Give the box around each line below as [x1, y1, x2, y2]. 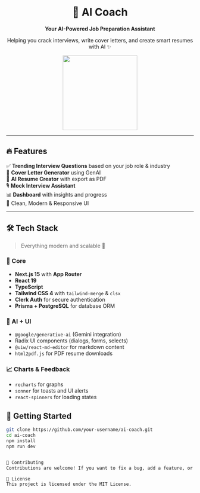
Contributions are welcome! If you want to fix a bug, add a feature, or [6, 465, 193, 471]
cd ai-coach [6, 433, 36, 439]
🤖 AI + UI [6, 317, 32, 325]
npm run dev [6, 443, 36, 449]
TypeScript [14, 283, 43, 290]
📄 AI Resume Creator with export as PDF [6, 175, 107, 182]
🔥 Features [6, 146, 48, 157]
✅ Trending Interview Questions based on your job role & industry [6, 162, 171, 169]
